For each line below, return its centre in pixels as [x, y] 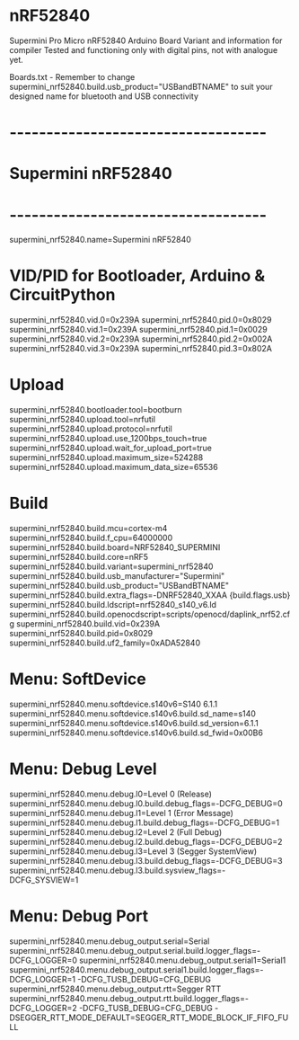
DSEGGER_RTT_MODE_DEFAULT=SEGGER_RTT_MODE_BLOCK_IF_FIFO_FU [149, 1018]
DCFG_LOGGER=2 [44, 1008]
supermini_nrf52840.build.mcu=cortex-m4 [88, 529]
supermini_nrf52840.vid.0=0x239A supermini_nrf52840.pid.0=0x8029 [141, 320]
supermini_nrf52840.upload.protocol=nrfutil [91, 429]
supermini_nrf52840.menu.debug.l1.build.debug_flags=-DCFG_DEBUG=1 [145, 822]
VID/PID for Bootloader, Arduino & [137, 276]
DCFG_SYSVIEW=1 [44, 880]
